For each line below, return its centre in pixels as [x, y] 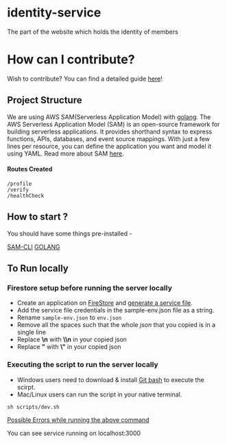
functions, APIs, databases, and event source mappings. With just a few [109, 138]
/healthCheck [26, 195]
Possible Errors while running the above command [78, 420]
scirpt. [26, 387]
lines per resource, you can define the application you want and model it [109, 146]
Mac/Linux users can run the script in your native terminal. [99, 394]
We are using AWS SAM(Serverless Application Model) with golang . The [109, 117]
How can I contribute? [71, 60]
